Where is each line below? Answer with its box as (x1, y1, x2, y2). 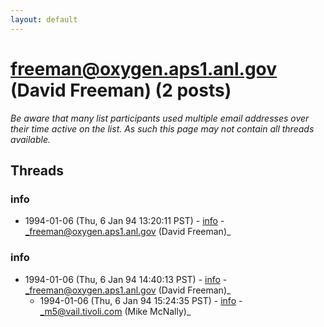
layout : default (10, 14, 78, 25)
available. (10, 133, 52, 145)
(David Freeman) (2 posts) (10, 79, 232, 101)
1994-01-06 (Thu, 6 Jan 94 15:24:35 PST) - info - (39, 294, 243, 306)
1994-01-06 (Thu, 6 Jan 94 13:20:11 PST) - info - (24, 215, 225, 227)
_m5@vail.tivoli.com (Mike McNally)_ (39, 305, 192, 317)
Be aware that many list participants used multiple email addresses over (10, 112, 310, 124)
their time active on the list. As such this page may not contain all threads (10, 122, 315, 135)
